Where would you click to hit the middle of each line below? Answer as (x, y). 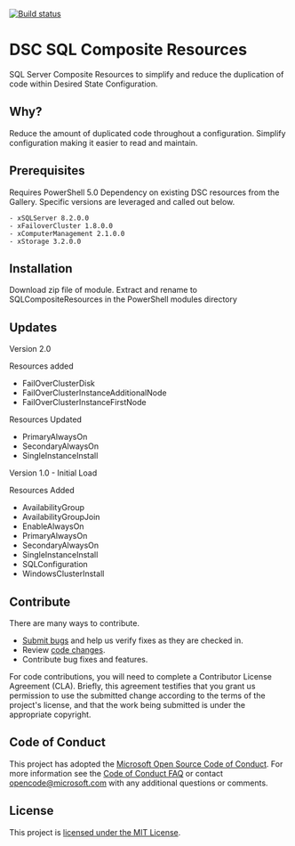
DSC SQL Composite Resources (128, 50)
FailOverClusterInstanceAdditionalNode (94, 393)
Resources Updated (46, 419)
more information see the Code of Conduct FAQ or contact (116, 773)
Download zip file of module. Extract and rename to (104, 290)
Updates (33, 327)
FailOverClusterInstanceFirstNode (84, 403)
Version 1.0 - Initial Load (53, 473)
